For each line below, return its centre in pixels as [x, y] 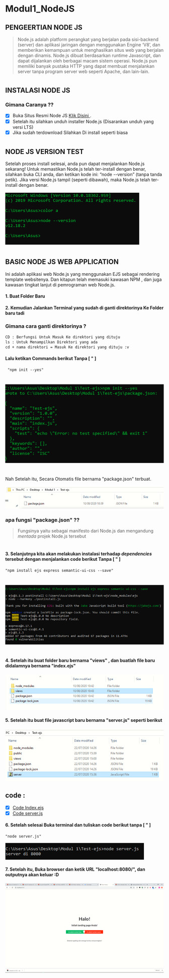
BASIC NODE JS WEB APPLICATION [62, 262]
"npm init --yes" [25, 370]
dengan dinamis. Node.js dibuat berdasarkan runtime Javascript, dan [89, 55]
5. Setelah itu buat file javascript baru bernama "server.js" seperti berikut [84, 720]
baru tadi [15, 313]
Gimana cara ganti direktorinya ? [46, 326]
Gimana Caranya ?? [29, 105]
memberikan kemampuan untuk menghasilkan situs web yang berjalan [91, 50]
